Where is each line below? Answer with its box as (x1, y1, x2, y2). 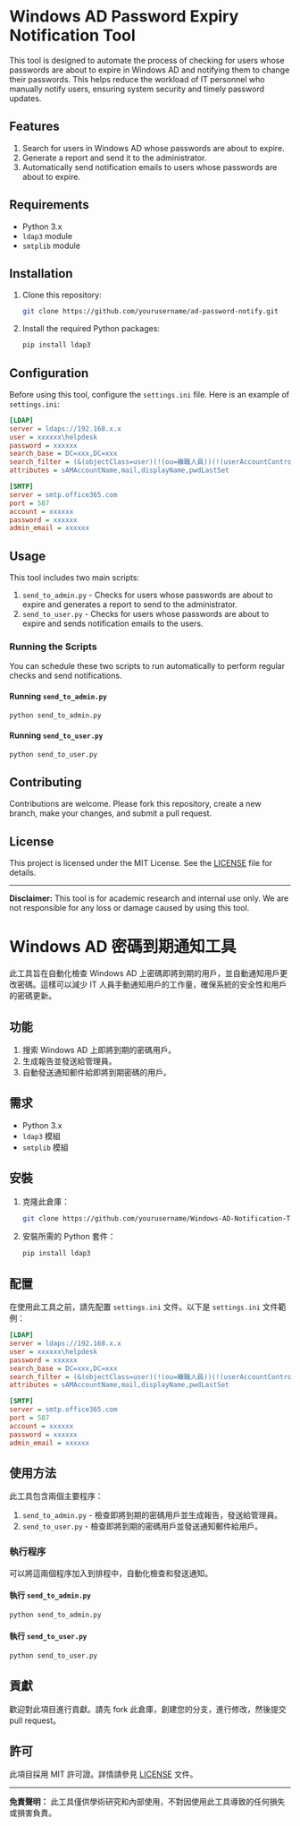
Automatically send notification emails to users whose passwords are (21, 161, 278, 172)
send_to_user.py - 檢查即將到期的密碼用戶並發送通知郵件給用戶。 (21, 1521, 263, 1532)
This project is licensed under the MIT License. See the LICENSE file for (9, 858, 273, 869)
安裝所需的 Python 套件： (21, 1231, 116, 1242)
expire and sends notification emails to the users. (21, 618, 204, 629)
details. (9, 867, 37, 879)
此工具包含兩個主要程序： (9, 1491, 104, 1502)
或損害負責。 (9, 1807, 56, 1819)
